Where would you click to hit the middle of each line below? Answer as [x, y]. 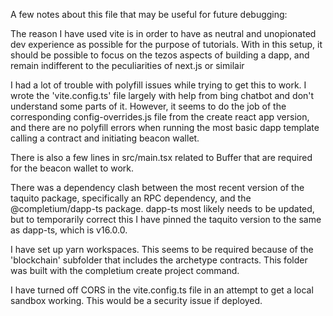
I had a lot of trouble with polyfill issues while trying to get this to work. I [158, 85]
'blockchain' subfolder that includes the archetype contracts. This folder [159, 260]
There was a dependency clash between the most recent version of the [157, 187]
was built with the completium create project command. [125, 270]
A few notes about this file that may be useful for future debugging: [149, 14]
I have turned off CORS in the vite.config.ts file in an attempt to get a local [162, 290]
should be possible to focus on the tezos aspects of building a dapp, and [160, 55]
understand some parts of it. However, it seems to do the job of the [148, 106]
